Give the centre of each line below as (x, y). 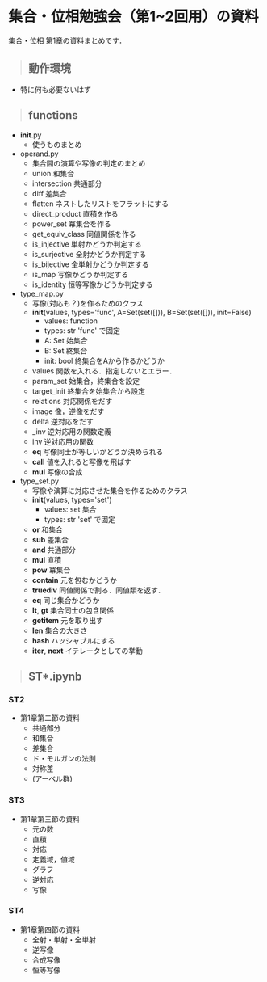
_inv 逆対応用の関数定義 (71, 431)
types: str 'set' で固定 (79, 519)
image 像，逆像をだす (68, 411)
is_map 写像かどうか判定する (80, 274)
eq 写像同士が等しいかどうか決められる (98, 451)
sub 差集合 (50, 539)
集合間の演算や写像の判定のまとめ (89, 163)
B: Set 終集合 (66, 350)
